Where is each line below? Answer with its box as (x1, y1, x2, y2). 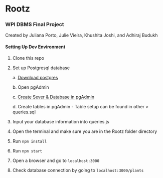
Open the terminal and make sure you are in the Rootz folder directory (12, 128, 157, 134)
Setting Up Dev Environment (5, 44, 66, 50)
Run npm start (12, 147, 43, 153)
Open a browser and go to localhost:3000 (12, 157, 99, 163)
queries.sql (12, 109, 36, 115)
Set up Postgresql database (12, 65, 70, 71)
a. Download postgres (12, 74, 58, 80)
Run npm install (12, 138, 47, 144)
